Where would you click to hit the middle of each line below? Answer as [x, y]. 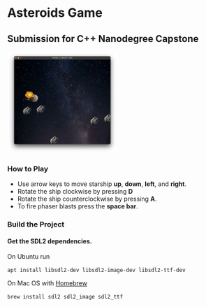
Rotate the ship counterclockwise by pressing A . [87, 199]
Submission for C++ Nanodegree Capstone [103, 39]
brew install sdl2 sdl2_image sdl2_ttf [65, 297]
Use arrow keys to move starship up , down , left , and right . [102, 184]
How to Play [28, 169]
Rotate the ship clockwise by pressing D [75, 192]
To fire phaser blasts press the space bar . [78, 206]
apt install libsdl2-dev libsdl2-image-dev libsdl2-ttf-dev [97, 271]
